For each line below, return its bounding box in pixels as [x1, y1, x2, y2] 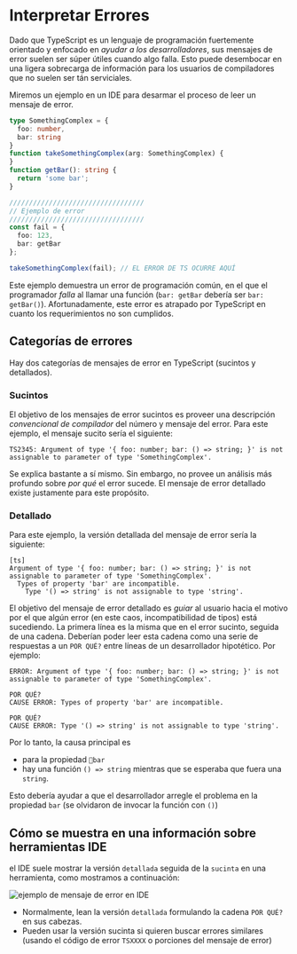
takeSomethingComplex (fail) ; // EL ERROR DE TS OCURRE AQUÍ [9, 264, 237, 272]
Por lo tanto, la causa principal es [9, 737, 131, 748]
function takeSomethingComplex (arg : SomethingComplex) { [9, 149, 224, 158]
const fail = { [9, 223, 66, 232]
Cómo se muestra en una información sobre [9, 825, 257, 840]
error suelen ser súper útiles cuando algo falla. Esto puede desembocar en [9, 53, 282, 64]
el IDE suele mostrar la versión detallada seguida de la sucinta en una [9, 863, 266, 874]
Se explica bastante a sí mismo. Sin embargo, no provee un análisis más [9, 468, 272, 479]
